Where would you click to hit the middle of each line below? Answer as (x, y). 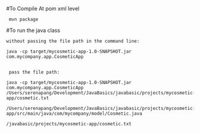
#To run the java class (33, 30)
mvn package (24, 20)
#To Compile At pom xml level (43, 9)
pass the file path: (34, 72)
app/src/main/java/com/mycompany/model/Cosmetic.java (74, 113)
